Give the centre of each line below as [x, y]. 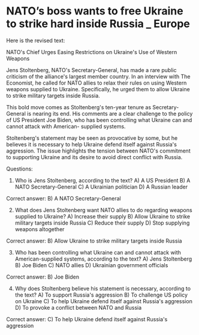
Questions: [19, 169]
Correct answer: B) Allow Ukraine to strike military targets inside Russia [94, 241]
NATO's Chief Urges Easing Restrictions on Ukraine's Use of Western [92, 52]
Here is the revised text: [36, 40]
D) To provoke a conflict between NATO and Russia [78, 307]
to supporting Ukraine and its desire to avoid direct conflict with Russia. [94, 157]
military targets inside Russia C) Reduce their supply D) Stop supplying [102, 223]
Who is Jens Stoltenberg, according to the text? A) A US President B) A [102, 180]
